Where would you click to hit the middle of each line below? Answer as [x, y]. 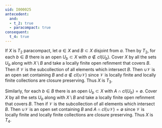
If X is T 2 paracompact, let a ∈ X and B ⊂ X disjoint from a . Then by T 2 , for [80, 51]
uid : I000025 [18, 9]
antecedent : [17, 14]
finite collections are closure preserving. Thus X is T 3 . [59, 81]
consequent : [17, 32]
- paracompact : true [30, 28]
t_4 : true [19, 37]
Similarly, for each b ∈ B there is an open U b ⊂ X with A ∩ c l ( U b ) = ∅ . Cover [81, 91]
